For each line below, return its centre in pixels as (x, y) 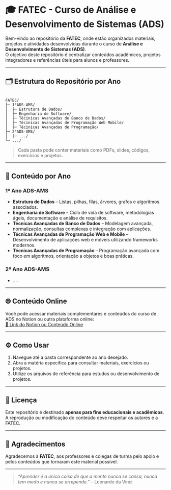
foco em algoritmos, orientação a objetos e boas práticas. (73, 256)
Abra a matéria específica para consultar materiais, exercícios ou (81, 363)
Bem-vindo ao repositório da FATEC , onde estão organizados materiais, (80, 38)
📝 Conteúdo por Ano (38, 176)
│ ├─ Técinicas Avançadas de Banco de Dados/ (55, 118)
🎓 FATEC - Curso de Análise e (71, 10)
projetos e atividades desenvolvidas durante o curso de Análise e (74, 43)
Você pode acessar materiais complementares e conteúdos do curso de (81, 313)
